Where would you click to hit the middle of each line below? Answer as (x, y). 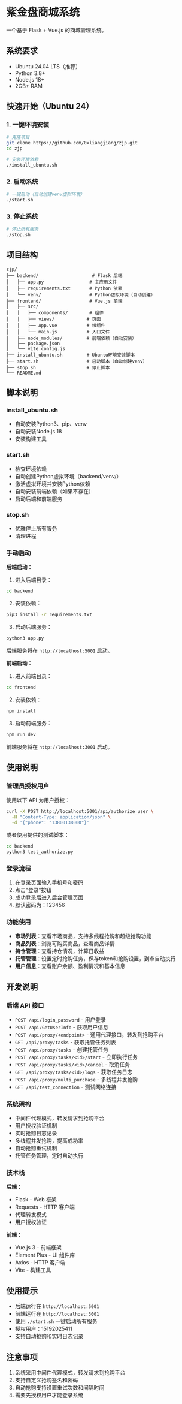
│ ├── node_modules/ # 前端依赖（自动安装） (71, 338)
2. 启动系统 (22, 182)
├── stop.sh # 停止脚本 (58, 367)
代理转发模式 (31, 1215)
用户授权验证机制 (36, 1126)
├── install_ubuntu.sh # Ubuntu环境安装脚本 (71, 355)
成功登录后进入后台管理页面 (49, 897)
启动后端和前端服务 (39, 499)
